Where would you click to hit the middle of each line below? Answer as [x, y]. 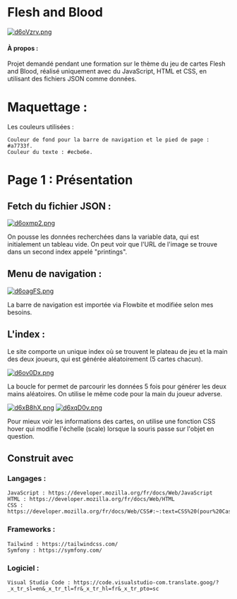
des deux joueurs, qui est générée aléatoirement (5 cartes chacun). [105, 359]
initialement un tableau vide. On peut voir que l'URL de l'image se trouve [112, 244]
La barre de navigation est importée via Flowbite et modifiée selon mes [110, 304]
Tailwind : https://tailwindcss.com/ [63, 544]
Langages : [27, 479]
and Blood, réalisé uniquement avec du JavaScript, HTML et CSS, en [107, 71]
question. [21, 436]
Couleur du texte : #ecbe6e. [50, 153]
